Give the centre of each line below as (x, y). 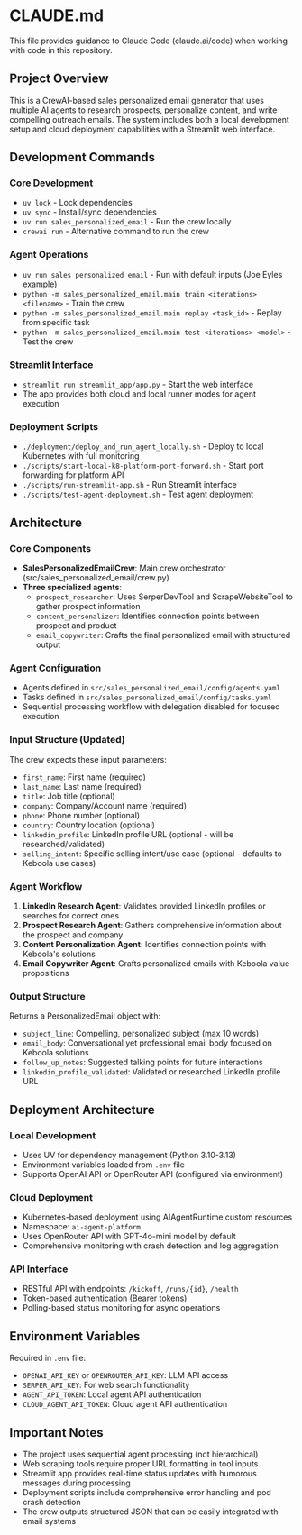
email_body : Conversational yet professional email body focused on (147, 1043)
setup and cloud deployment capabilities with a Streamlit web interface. (142, 129)
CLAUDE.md (57, 16)
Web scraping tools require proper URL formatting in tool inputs (140, 1464)
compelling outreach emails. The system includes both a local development (150, 119)
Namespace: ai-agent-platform (82, 1227)
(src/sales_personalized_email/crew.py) (96, 578)
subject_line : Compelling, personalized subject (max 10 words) (141, 1034)
